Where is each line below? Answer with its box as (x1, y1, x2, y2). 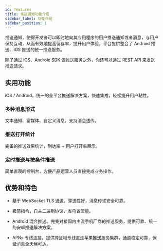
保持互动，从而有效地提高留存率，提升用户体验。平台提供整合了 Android (5, 41, 150, 47)
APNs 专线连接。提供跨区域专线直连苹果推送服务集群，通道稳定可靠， (12, 234, 153, 240)
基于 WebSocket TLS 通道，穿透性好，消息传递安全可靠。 (12, 198, 128, 203)
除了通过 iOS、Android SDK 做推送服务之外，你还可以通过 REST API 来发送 (5, 57, 155, 63)
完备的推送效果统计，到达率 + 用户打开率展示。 (5, 143, 100, 149)
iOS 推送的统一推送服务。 (13, 47, 65, 52)
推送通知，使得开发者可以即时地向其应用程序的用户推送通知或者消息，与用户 (5, 34, 159, 40)
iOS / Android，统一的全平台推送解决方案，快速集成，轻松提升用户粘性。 (5, 93, 151, 99)
